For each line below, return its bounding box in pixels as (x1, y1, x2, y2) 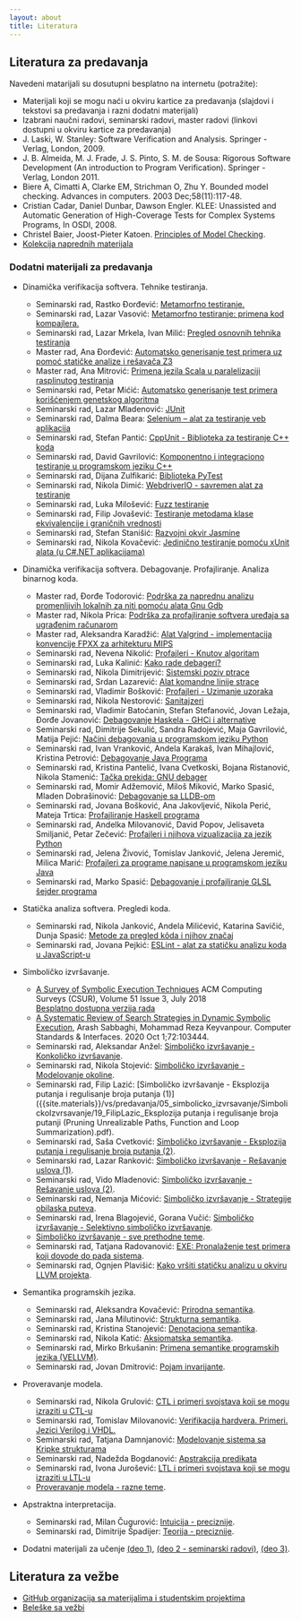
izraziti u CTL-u (35, 1405, 93, 1416)
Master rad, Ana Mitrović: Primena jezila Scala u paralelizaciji (35, 365, 261, 376)
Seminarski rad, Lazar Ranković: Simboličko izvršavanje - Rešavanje (35, 1155, 287, 1166)
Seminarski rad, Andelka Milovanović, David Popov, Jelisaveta (35, 819, 265, 830)
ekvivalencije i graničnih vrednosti (35, 517, 162, 529)
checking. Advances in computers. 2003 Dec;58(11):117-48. (21, 191, 243, 202)
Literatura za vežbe (9, 1569, 119, 1584)
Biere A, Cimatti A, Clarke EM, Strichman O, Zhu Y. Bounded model (21, 181, 269, 193)
